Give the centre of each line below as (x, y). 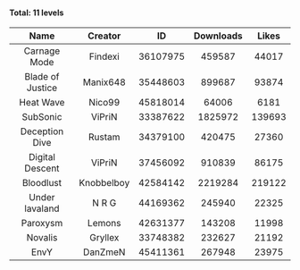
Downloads (218, 36)
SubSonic (42, 117)
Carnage (42, 51)
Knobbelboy (104, 183)
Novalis (42, 238)
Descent (42, 168)
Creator (104, 36)
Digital (42, 157)
